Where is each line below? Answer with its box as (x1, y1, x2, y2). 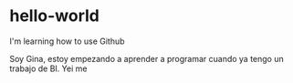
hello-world (9, 5, 100, 26)
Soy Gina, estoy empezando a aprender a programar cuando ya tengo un (9, 53, 285, 64)
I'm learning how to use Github (9, 36, 125, 47)
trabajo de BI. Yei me (9, 63, 88, 74)
